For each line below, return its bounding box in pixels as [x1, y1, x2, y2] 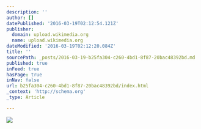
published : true [6, 60, 48, 66]
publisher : [6, 26, 34, 32]
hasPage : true [6, 72, 43, 78]
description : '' [6, 9, 48, 15]
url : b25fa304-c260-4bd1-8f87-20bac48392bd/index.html [6, 83, 149, 89]
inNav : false [6, 77, 40, 83]
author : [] [6, 15, 34, 21]
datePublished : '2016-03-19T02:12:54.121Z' [6, 20, 119, 26]
